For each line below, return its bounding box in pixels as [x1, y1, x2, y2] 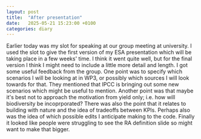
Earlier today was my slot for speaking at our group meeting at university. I [6, 42, 192, 50]
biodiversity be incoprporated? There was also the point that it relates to [6, 100, 186, 108]
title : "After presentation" [6, 15, 83, 21]
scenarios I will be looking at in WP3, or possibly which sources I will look [6, 74, 189, 82]
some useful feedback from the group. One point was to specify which [6, 68, 183, 76]
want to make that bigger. [6, 126, 70, 133]
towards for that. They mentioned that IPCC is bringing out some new [6, 81, 179, 88]
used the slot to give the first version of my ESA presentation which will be [6, 49, 192, 56]
